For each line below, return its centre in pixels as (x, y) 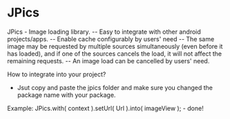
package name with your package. (66, 95)
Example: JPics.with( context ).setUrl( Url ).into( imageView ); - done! (105, 108)
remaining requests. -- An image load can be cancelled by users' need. (108, 61)
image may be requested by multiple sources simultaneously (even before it (115, 46)
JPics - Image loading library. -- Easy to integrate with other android (104, 32)
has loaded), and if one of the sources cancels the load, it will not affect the (115, 54)
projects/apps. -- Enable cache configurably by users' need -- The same (111, 39)
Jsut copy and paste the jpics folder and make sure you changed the (115, 87)
